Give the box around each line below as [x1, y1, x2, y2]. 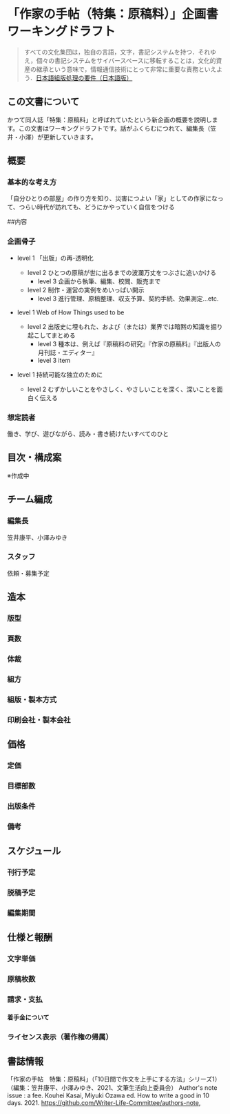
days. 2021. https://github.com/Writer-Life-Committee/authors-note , [7, 1099, 201, 1107]
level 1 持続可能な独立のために [17, 370, 103, 379]
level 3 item [37, 356, 71, 364]
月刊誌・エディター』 [37, 348, 98, 357]
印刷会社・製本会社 [7, 715, 71, 724]
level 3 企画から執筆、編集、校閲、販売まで [37, 277, 161, 285]
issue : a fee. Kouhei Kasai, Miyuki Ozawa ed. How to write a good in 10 [7, 1091, 210, 1099]
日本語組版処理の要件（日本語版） [35, 73, 133, 82]
